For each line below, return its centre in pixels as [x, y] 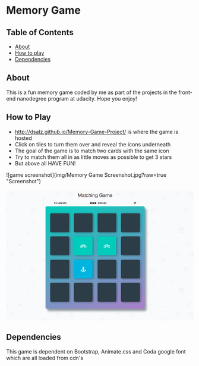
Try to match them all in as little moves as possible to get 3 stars [93, 157]
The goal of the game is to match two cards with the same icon [92, 151]
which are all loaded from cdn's [45, 358]
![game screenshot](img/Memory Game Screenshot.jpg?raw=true [86, 175]
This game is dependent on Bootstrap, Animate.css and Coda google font [96, 351]
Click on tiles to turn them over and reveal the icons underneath [93, 144]
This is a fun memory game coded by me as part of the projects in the [91, 92]
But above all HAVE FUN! [45, 163]
